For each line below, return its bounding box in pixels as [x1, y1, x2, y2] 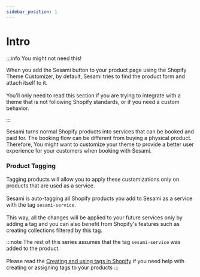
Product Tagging [6, 162, 56, 170]
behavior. [6, 105, 29, 112]
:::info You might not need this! [6, 55, 82, 62]
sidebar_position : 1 [6, 8, 58, 15]
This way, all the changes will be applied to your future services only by [6, 214, 183, 221]
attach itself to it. [6, 79, 48, 86]
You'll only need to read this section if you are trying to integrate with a [6, 91, 181, 99]
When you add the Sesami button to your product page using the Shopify [6, 66, 187, 73]
